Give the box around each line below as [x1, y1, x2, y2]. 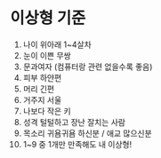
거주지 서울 [22, 94, 62, 105]
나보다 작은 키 [22, 106, 71, 116]
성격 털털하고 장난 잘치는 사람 [22, 116, 125, 127]
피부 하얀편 [22, 72, 62, 83]
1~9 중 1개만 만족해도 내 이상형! [22, 138, 133, 149]
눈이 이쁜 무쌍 [22, 50, 71, 60]
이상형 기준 [10, 8, 86, 28]
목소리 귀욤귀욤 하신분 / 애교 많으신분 [22, 128, 152, 138]
